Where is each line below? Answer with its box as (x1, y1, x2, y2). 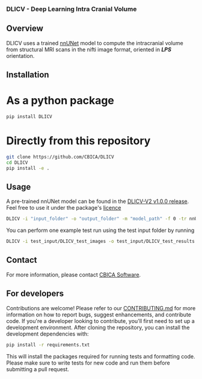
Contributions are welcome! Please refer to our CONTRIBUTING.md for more (6, 304, 196, 312)
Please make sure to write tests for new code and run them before (6, 359, 170, 366)
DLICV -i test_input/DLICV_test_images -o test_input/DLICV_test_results (6, 239, 195, 245)
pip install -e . (6, 165, 50, 171)
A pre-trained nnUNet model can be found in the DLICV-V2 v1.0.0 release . (6, 198, 189, 205)
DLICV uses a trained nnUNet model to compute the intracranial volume (6, 39, 183, 46)
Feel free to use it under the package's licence (6, 204, 121, 211)
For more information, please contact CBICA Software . (6, 271, 141, 278)
